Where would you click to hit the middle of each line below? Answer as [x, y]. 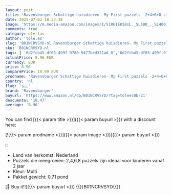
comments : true [21, 29]
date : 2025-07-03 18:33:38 [34, 19]
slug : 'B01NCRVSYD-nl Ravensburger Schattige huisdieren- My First [79, 43]
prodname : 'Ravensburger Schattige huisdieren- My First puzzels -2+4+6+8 [87, 77]
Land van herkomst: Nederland [45, 155]
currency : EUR [20, 62]
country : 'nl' [20, 81]
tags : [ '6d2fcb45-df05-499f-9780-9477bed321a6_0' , [61, 53]
